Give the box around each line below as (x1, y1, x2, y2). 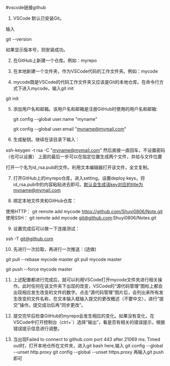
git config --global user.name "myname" (13, 116, 98, 122)
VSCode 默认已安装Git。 (13, 15, 65, 21)
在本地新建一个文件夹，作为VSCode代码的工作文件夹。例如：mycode (13, 68, 158, 74)
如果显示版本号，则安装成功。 (6, 47, 68, 52)
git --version (6, 36, 32, 42)
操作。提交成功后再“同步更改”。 (19, 302, 86, 308)
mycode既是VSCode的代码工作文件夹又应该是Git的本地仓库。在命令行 (13, 79, 159, 85)
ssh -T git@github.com (6, 236, 54, 242)
